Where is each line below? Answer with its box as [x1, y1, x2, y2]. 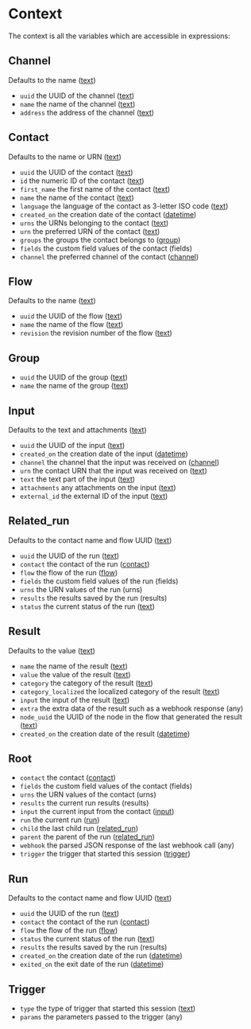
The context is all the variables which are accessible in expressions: [8, 31, 230, 41]
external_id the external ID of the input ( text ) [19, 491, 168, 501]
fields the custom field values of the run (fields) [19, 576, 179, 586]
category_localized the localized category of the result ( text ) [19, 686, 220, 696]
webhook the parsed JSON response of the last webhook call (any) [19, 840, 235, 850]
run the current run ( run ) [19, 815, 100, 824]
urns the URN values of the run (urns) [19, 584, 143, 594]
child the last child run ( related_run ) [19, 824, 139, 833]
